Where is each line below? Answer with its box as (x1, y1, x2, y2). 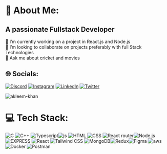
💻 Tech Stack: (5, 112, 69, 123)
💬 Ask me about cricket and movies (5, 55, 80, 61)
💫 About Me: (5, 5, 59, 16)
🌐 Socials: (5, 70, 39, 78)
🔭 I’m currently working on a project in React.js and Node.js (5, 38, 131, 45)
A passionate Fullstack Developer (5, 25, 115, 34)
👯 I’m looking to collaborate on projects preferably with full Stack (5, 44, 142, 50)
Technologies (5, 50, 34, 55)
